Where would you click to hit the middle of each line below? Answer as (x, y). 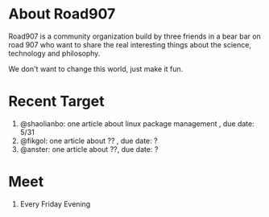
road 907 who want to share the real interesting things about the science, (130, 44)
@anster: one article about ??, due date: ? (89, 149)
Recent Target (56, 102)
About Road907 (62, 14)
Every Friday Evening (55, 204)
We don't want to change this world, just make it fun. (96, 68)
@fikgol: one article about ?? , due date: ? (89, 141)
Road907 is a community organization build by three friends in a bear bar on (135, 36)
